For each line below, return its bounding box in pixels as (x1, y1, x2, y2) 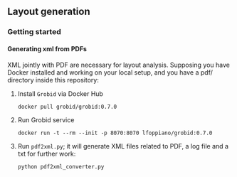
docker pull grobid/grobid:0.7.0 (17, 103, 117, 110)
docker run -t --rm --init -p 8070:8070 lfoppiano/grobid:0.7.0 (17, 129, 213, 136)
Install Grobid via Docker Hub (17, 89, 103, 98)
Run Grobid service (17, 115, 75, 124)
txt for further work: (17, 149, 76, 158)
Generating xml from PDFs (7, 44, 88, 53)
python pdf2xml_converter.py (17, 163, 105, 170)
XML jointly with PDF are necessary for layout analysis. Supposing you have (7, 60, 230, 69)
